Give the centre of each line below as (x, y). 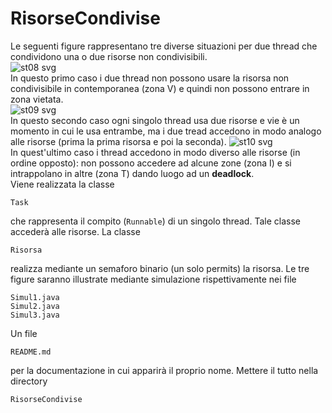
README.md (31, 352)
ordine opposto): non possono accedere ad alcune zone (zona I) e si (151, 163)
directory (29, 381)
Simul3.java (35, 315)
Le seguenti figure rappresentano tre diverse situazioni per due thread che (164, 46)
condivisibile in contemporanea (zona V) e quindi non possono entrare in (160, 88)
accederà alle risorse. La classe (75, 231)
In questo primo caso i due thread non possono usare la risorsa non (150, 78)
